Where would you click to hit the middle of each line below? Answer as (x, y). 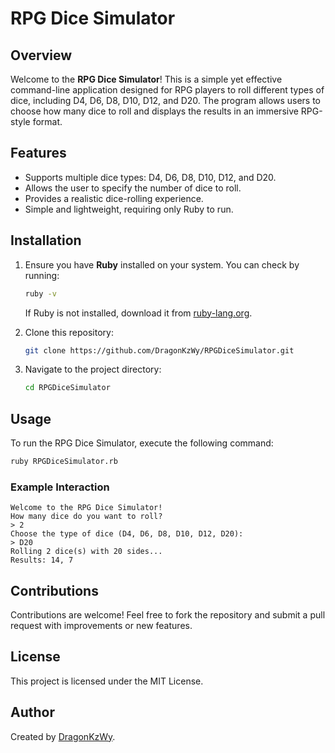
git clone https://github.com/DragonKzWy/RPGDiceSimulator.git (159, 350)
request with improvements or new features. (101, 626)
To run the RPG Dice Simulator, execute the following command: (142, 443)
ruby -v (40, 293)
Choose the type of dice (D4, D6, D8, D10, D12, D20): (127, 534)
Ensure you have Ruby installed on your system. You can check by (162, 264)
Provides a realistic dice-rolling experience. (114, 198)
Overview (41, 55)
